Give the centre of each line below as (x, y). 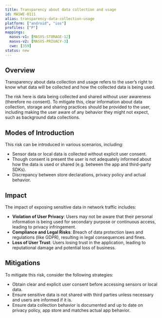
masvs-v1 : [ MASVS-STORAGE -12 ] (40, 37)
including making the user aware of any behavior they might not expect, (77, 112)
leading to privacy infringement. (44, 227)
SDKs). (19, 170)
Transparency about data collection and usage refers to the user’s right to (79, 82)
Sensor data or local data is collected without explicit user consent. (79, 154)
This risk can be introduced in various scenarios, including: (64, 145)
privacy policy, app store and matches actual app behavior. (71, 310)
